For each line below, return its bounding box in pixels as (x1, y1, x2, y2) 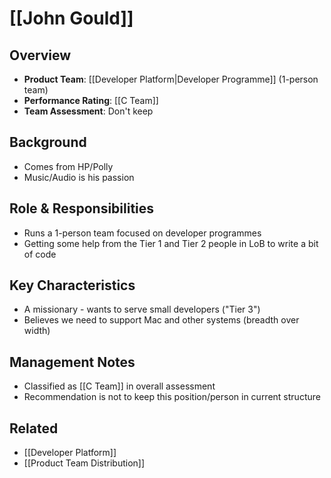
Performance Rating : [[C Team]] (23, 95, 159, 106)
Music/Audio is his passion (23, 171, 135, 183)
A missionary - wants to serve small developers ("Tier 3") (23, 303, 261, 316)
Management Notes (9, 353, 136, 371)
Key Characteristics (9, 277, 136, 294)
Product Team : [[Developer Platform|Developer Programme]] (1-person (23, 73, 319, 85)
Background (9, 134, 87, 151)
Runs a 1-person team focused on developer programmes (23, 227, 262, 239)
